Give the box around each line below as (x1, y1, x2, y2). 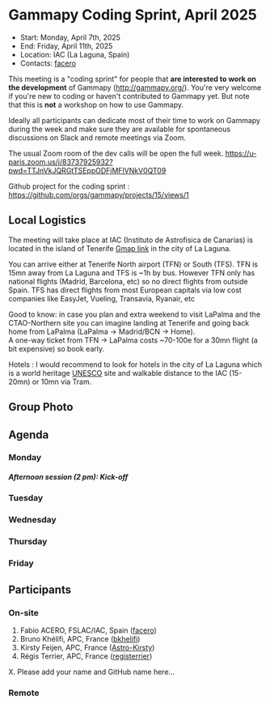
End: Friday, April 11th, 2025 (19, 41, 113, 50)
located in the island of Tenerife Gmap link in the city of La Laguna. (8, 243, 232, 253)
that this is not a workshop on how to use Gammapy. (8, 100, 184, 109)
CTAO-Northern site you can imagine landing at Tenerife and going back (8, 318, 250, 327)
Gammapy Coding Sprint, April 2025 (8, 6, 257, 24)
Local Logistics (8, 213, 86, 228)
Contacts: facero (19, 58, 77, 68)
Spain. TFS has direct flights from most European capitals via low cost (8, 285, 243, 295)
